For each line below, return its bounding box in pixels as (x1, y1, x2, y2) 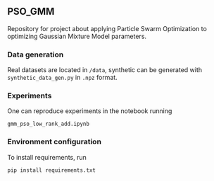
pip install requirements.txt (7, 166, 96, 174)
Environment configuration (7, 137, 102, 147)
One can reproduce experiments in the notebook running (7, 107, 172, 115)
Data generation (7, 49, 64, 59)
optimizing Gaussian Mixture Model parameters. (7, 32, 146, 40)
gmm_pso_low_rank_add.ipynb (7, 120, 90, 128)
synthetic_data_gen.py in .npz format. (7, 74, 118, 82)
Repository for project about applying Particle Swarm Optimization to (7, 24, 208, 33)
